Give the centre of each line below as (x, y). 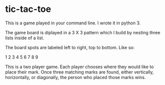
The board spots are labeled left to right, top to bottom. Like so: (70, 47)
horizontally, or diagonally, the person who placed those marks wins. (76, 77)
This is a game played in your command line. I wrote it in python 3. (73, 23)
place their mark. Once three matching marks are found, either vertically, (80, 72)
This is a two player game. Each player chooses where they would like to (80, 67)
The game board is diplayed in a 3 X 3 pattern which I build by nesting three (83, 32)
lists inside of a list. (25, 38)
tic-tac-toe (28, 9)
